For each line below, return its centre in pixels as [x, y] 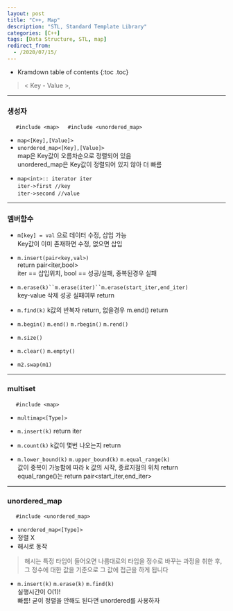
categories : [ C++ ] [34, 33]
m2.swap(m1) [34, 365]
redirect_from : [29, 46]
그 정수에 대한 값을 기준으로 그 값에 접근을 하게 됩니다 [96, 570]
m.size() [30, 338]
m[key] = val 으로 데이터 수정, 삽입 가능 [72, 235]
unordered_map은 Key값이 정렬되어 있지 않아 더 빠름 [89, 164]
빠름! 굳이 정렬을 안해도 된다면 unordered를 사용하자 [88, 601]
